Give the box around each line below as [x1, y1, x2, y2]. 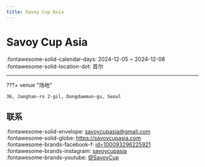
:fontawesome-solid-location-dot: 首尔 [6, 62, 104, 70]
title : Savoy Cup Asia [6, 9, 64, 15]
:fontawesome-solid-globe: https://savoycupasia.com [6, 135, 142, 142]
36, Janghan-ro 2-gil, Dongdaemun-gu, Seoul [6, 93, 121, 99]
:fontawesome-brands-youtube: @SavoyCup [6, 154, 120, 162]
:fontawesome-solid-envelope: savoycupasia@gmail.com [6, 128, 151, 135]
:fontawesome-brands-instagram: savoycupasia [6, 147, 127, 155]
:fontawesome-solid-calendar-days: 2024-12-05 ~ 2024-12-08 [6, 55, 165, 63]
